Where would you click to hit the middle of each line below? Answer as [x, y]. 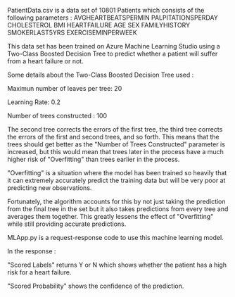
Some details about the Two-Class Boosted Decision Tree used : [101, 75]
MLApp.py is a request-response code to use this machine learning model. [115, 238]
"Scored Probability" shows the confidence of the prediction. [96, 286]
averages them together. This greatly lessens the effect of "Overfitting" [110, 216]
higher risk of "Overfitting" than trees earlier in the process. [94, 159]
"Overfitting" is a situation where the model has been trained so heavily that [117, 173]
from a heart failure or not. [45, 61]
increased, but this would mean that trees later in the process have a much [115, 152]
